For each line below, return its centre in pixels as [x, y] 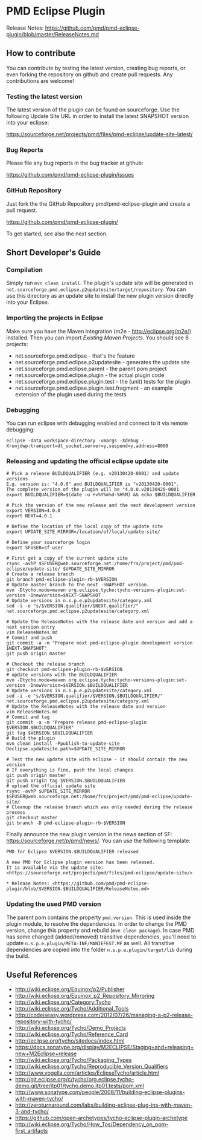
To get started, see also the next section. [57, 234]
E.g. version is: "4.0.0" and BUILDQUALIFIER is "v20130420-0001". [93, 484]
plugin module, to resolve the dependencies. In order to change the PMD [96, 923]
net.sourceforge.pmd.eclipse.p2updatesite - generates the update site [102, 362]
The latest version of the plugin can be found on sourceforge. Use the [93, 110]
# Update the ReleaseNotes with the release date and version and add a [99, 622]
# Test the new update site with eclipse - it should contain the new [97, 760]
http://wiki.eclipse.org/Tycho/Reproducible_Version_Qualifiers [91, 1067]
